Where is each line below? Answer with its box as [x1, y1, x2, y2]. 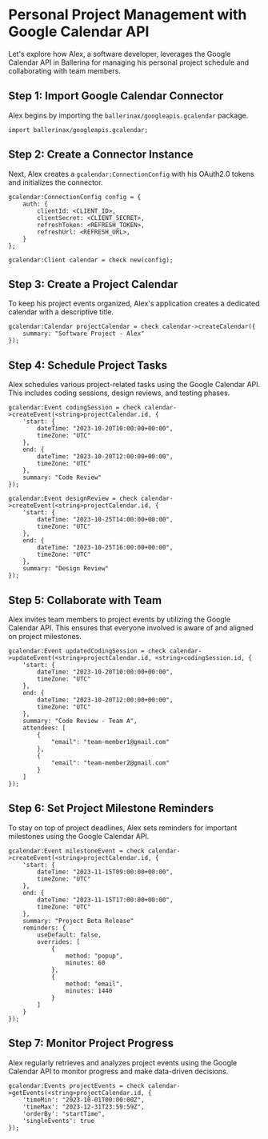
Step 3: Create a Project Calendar [8, 278, 178, 291]
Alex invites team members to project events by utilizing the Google [8, 614, 230, 624]
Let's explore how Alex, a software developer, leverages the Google [8, 49, 231, 58]
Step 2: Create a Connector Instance [8, 148, 194, 162]
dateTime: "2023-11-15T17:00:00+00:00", [37, 896, 174, 904]
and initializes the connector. [8, 178, 103, 187]
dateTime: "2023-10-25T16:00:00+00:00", [37, 544, 174, 552]
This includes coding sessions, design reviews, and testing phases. [8, 388, 230, 398]
